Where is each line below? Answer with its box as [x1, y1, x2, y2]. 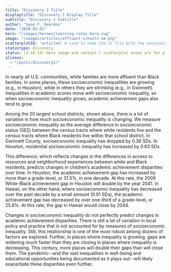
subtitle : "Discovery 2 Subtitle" [5, 17, 79, 22]
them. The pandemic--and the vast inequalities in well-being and [5, 250, 141, 256]
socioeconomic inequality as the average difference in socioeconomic [5, 122, 152, 128]
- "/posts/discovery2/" [10, 60, 60, 65]
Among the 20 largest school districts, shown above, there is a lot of [5, 111, 149, 117]
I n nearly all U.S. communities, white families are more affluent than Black [5, 74, 159, 80]
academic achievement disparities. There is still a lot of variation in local [5, 218, 156, 224]
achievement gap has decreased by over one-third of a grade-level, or [5, 197, 153, 203]
